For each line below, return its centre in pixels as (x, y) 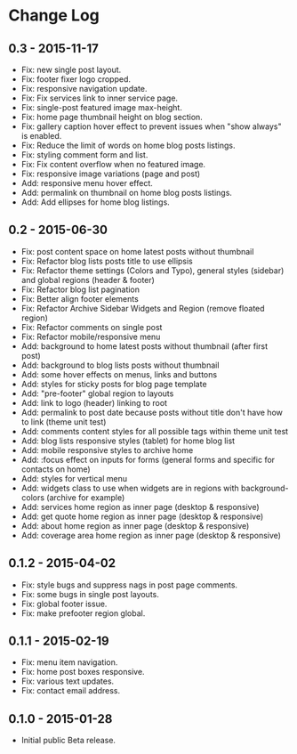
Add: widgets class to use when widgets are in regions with (130, 488)
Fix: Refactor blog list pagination (80, 289)
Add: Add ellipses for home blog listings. (95, 202)
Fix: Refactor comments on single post (92, 327)
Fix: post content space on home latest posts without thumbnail (137, 251)
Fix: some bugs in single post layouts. (90, 594)
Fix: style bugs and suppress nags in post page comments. (129, 585)
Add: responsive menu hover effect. (87, 183)
